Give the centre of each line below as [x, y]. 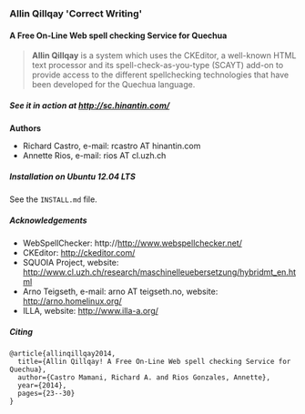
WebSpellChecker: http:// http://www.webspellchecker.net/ [132, 243]
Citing [21, 331]
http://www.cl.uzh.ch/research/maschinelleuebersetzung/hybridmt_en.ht [159, 272]
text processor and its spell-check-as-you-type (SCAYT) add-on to [158, 66]
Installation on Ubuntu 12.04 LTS [73, 177]
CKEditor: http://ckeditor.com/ [79, 253]
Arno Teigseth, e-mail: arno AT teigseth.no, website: [120, 292]
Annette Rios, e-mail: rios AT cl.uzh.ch [94, 156]
